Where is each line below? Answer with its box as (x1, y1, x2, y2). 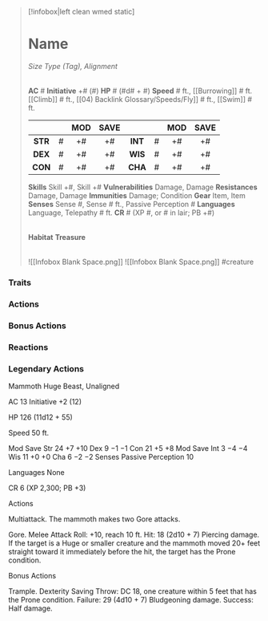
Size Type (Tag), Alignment (27, 61, 118, 71)
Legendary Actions (8, 363, 84, 374)
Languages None (8, 467, 66, 477)
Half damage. (8, 603, 54, 613)
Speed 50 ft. (8, 428, 50, 437)
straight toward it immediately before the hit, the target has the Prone (8, 546, 236, 556)
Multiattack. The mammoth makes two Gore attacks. (8, 513, 181, 524)
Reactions (8, 341, 49, 352)
